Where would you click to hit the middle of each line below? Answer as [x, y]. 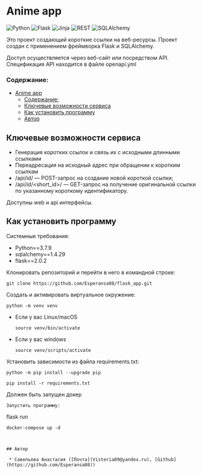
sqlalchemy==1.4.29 [40, 254]
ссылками [28, 159]
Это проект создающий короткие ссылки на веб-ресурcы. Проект [92, 39]
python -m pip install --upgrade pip [54, 372]
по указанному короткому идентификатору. [71, 191]
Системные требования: [38, 236]
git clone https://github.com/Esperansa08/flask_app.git [79, 283]
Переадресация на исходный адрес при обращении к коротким [98, 165]
